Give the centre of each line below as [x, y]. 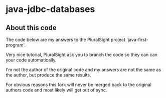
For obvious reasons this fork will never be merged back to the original [79, 84]
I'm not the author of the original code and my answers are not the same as [84, 69]
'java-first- [137, 39]
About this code [31, 28]
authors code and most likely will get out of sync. [56, 90]
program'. [16, 45]
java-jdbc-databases [50, 9]
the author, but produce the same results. [48, 75]
